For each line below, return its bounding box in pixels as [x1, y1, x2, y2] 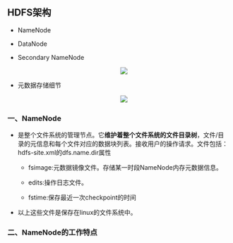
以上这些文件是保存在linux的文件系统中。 [17, 208, 137, 217]
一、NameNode [7, 113, 61, 123]
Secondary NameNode [17, 53, 85, 61]
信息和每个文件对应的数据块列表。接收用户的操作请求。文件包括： [36, 139, 228, 148]
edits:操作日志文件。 [28, 178, 88, 187]
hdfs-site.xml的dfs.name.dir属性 [17, 149, 112, 157]
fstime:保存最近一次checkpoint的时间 [28, 193, 136, 202]
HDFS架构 [7, 6, 52, 19]
